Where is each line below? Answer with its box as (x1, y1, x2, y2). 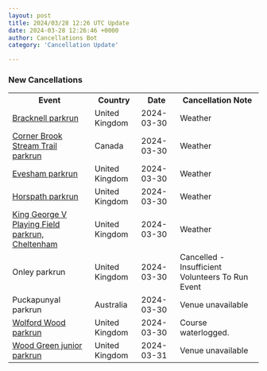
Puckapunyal (12, 295, 61, 306)
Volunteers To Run (180, 272, 249, 283)
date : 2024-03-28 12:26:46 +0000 (8, 26, 119, 34)
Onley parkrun (12, 267, 66, 278)
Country (98, 95, 130, 106)
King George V (12, 209, 68, 220)
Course (180, 317, 207, 328)
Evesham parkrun (12, 168, 78, 180)
